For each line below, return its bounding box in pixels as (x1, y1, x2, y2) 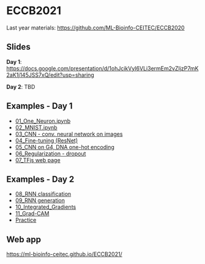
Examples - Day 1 (6, 101, 73, 111)
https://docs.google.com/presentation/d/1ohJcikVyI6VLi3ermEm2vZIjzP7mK (6, 64, 199, 72)
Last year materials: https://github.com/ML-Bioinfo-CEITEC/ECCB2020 (6, 24, 185, 31)
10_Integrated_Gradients (15, 203, 76, 211)
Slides (6, 42, 31, 52)
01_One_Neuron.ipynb (15, 117, 71, 125)
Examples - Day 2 (6, 174, 75, 184)
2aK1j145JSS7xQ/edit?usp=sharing (6, 71, 95, 79)
